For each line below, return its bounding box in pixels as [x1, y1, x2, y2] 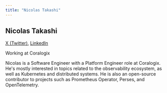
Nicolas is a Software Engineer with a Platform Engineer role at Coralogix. [5, 60, 161, 66]
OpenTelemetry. [5, 82, 40, 88]
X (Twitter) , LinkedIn [5, 40, 48, 46]
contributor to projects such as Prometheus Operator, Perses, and [5, 77, 145, 83]
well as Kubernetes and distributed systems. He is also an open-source [5, 71, 156, 77]
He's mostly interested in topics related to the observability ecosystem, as [5, 65, 162, 72]
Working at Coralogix [5, 50, 50, 57]
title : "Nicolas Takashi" [5, 7, 61, 13]
